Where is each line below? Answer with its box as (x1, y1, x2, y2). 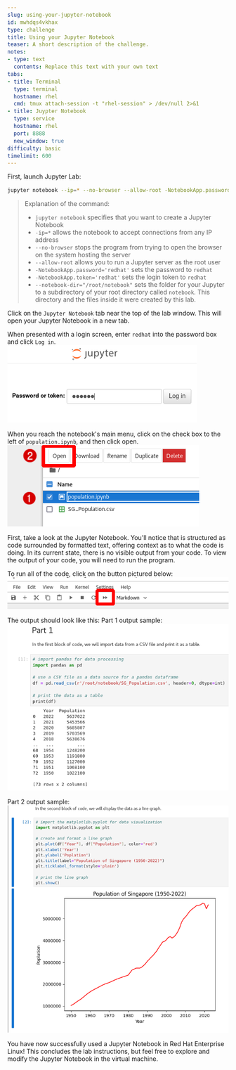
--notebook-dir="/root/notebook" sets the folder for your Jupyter (34, 281, 225, 289)
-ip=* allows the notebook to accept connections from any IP (34, 228, 213, 237)
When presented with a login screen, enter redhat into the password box (7, 330, 217, 339)
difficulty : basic (7, 145, 61, 152)
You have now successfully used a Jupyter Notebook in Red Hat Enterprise (7, 1040, 225, 1048)
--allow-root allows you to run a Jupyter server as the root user (34, 258, 221, 266)
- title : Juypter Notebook (7, 108, 86, 115)
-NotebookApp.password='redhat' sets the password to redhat (34, 266, 213, 274)
